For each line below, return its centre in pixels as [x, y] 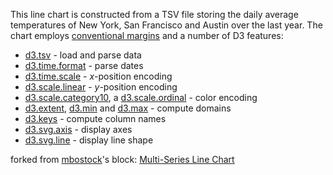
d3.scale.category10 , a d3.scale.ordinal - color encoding [141, 97]
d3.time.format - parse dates [84, 65]
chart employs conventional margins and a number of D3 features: [147, 35]
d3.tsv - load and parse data [83, 55]
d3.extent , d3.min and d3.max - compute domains [128, 108]
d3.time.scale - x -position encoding [98, 76]
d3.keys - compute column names [95, 118]
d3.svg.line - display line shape [89, 140]
